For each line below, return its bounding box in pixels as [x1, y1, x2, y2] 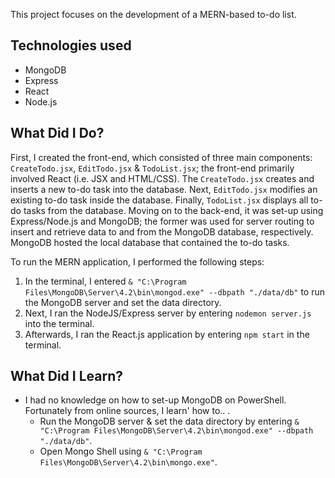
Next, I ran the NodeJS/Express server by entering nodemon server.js [24, 307, 312, 319]
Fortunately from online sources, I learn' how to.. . [24, 405, 231, 417]
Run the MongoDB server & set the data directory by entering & [39, 415, 300, 428]
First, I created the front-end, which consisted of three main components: [10, 151, 313, 163]
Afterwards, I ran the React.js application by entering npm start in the [24, 328, 310, 340]
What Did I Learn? [10, 368, 123, 385]
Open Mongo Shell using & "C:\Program [39, 445, 203, 458]
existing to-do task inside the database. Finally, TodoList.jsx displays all [10, 194, 309, 206]
